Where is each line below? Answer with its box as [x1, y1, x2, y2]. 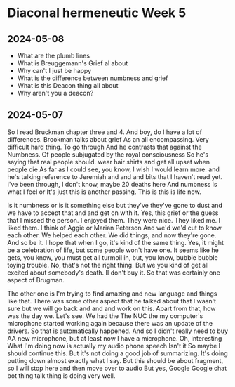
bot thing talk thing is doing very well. [7, 371, 116, 380]
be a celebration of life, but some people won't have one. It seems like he [7, 246, 219, 254]
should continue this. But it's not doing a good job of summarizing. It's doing [7, 349, 228, 358]
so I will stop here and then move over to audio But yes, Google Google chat [7, 364, 227, 372]
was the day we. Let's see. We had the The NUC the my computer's [7, 311, 203, 320]
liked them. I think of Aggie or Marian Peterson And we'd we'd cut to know [7, 223, 222, 232]
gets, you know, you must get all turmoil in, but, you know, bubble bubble [7, 253, 219, 261]
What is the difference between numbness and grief [17, 74, 168, 82]
